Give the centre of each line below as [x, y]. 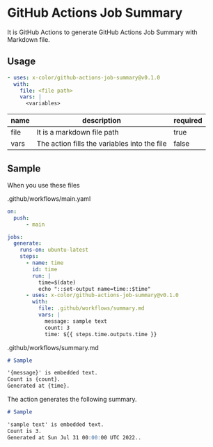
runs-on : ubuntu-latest [54, 250]
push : [22, 218]
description [102, 121]
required [188, 121]
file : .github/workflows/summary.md [91, 308]
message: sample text [76, 321]
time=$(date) [57, 282]
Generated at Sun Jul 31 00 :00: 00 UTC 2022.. [74, 437]
